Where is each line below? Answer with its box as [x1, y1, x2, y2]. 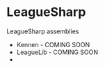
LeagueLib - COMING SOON [16, 48, 99, 56]
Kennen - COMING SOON [16, 40, 90, 49]
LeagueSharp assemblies [6, 27, 79, 35]
